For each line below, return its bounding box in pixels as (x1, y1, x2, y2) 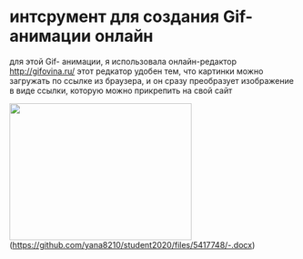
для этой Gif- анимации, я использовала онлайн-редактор (9, 56, 237, 67)
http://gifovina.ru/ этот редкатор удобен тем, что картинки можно (9, 66, 264, 77)
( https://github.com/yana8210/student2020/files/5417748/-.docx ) (9, 239, 256, 250)
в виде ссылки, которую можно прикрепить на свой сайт (9, 85, 233, 96)
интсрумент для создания (9, 6, 220, 27)
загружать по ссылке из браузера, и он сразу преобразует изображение (9, 75, 294, 86)
